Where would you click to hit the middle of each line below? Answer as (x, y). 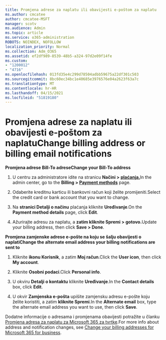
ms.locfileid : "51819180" (32, 97)
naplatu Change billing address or (75, 143)
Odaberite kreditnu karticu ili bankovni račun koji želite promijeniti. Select (86, 192)
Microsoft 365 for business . (34, 333)
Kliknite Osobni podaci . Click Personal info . (56, 272)
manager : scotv (21, 24)
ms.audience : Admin (25, 28)
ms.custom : (16, 61)
